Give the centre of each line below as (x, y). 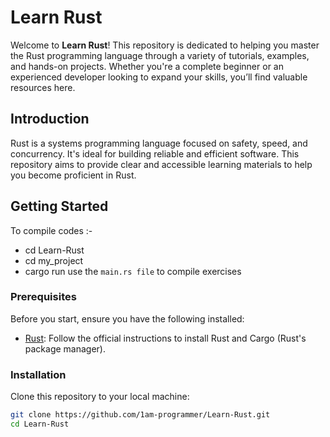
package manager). (65, 348)
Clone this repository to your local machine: (100, 397)
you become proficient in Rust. (73, 175)
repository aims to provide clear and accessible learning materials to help (161, 164)
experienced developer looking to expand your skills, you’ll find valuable (159, 77)
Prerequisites (43, 297)
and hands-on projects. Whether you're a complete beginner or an (147, 66)
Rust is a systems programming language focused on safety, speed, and (159, 143)
